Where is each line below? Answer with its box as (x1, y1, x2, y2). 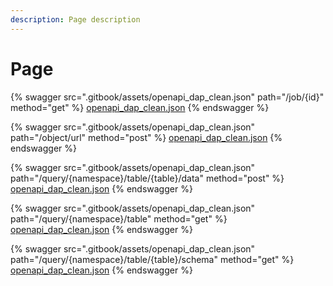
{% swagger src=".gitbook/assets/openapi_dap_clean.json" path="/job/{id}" (10, 91, 325, 103)
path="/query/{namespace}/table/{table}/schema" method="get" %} (10, 253, 295, 265)
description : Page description (10, 14, 141, 25)
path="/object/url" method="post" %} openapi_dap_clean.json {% (10, 131, 283, 143)
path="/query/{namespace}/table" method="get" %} (10, 212, 228, 225)
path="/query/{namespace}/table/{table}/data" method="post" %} (10, 172, 285, 184)
